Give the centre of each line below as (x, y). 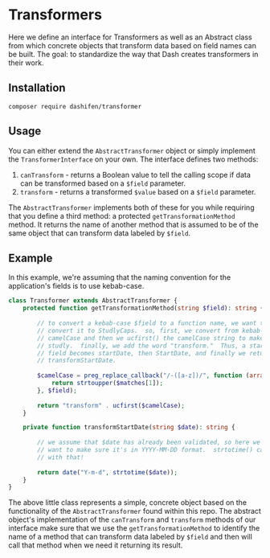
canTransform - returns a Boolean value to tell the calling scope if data (135, 174)
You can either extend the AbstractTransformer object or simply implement (132, 150)
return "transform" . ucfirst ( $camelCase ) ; (111, 405)
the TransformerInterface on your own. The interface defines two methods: (133, 159)
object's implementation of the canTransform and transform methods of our (132, 519)
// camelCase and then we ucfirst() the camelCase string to (142, 338)
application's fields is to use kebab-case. (76, 286)
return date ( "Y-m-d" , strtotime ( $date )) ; (108, 472)
